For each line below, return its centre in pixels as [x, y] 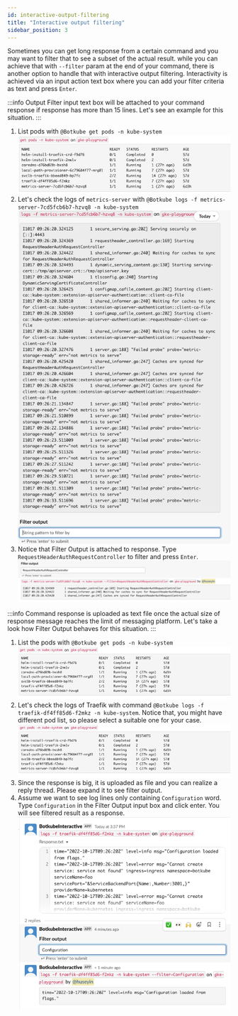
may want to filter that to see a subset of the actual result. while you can [113, 59]
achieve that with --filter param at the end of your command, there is [111, 66]
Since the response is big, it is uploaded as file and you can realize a [118, 782]
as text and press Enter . [42, 89]
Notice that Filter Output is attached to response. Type [97, 549]
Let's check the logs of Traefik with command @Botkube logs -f [110, 705]
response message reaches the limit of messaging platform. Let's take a [113, 621]
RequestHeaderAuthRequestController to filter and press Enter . [108, 557]
